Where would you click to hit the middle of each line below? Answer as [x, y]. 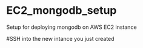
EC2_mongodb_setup [62, 10]
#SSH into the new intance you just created [60, 38]
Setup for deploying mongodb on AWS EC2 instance [72, 27]
